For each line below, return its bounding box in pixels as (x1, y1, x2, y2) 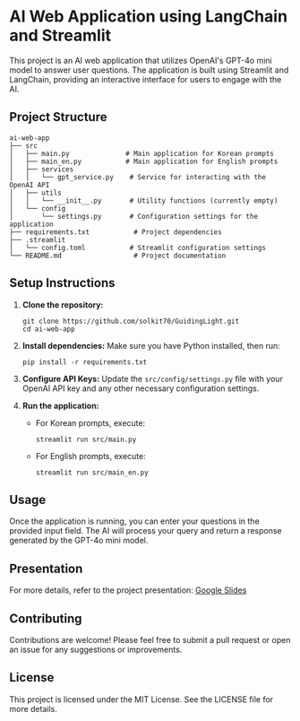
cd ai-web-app (21, 325, 75, 334)
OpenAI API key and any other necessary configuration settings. (21, 383, 260, 394)
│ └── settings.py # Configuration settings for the (9, 212, 258, 221)
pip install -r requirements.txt (21, 357, 148, 367)
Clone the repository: (21, 299, 104, 310)
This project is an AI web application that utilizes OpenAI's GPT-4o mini (9, 55, 272, 65)
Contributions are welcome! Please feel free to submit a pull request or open (9, 635, 291, 645)
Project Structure (9, 109, 107, 125)
